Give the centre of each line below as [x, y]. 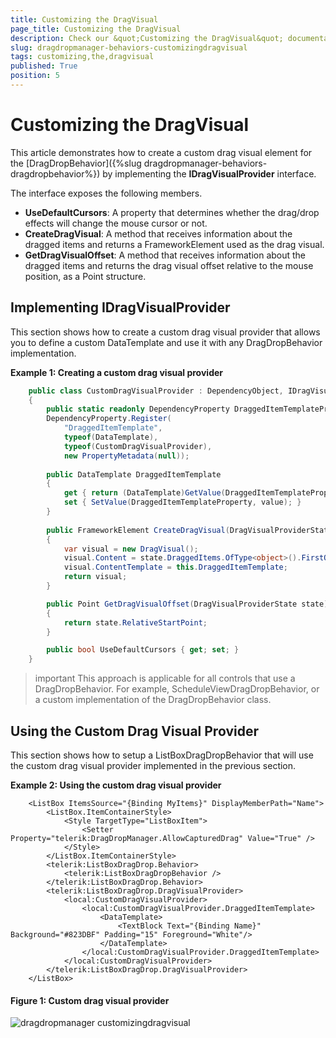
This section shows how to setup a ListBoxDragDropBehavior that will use [162, 755]
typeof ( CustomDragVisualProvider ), [138, 446]
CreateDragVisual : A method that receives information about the [158, 233]
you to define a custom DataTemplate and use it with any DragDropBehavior [166, 342]
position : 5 [35, 76]
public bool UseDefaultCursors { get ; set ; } [143, 650]
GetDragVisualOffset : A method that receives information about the [165, 255]
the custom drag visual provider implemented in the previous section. [153, 765]
